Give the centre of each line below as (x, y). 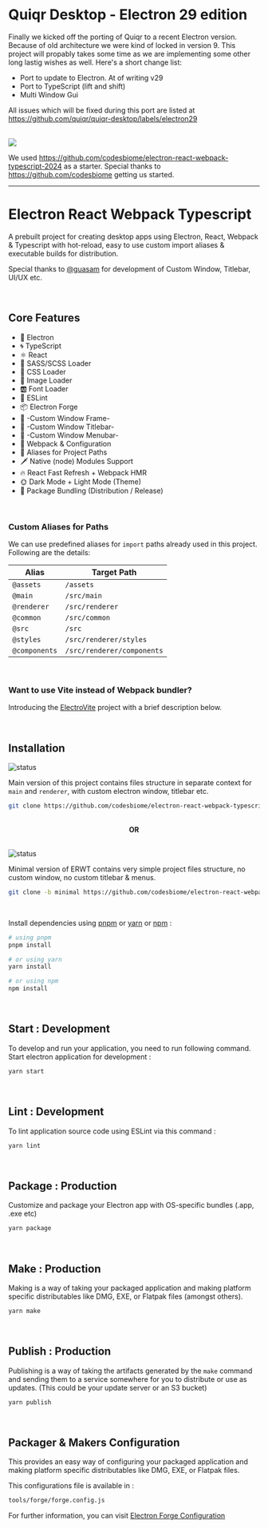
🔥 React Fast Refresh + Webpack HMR (83, 472)
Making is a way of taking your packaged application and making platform (130, 1288)
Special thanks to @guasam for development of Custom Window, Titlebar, (130, 268)
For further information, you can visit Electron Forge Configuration (117, 1516)
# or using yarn (35, 959)
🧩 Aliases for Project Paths (63, 452)
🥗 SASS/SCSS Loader (55, 363)
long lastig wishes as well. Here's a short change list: (95, 62)
